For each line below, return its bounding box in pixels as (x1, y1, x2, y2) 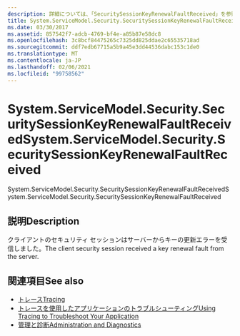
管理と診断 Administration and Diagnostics (17, 320, 141, 329)
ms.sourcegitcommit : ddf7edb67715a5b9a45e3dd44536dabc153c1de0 (7, 44, 200, 51)
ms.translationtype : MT (7, 51, 79, 58)
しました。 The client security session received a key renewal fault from (13, 244, 224, 253)
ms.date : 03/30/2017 (7, 24, 69, 31)
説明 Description (7, 215, 80, 227)
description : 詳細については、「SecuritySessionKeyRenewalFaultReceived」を (7, 10, 226, 18)
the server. (7, 253, 39, 261)
